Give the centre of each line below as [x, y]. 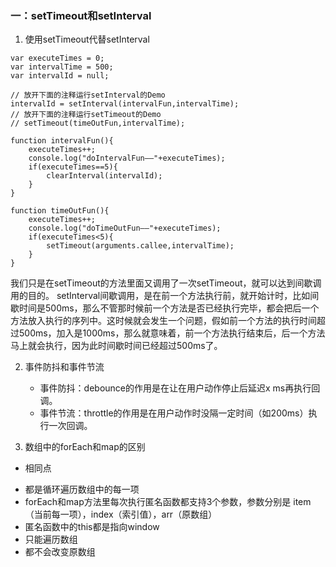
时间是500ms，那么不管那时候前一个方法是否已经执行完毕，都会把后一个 [169, 308]
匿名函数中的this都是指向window [92, 527]
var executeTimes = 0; [57, 58]
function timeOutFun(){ [60, 211]
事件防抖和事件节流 [64, 367]
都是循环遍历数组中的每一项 [82, 489]
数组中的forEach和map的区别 [85, 447]
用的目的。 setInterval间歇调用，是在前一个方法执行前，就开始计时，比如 [160, 296]
